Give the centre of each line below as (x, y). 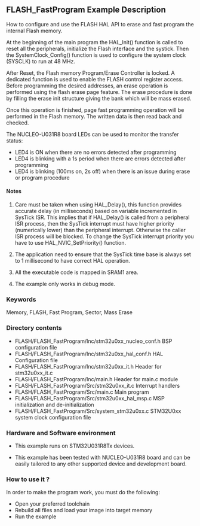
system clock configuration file (53, 417)
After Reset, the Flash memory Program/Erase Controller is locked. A (90, 73)
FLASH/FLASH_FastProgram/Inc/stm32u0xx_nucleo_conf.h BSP (93, 341)
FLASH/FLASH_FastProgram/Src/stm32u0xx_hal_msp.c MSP (90, 398)
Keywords (21, 299)
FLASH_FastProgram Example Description (86, 10)
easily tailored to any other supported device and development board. (101, 464)
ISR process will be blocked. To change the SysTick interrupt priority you (104, 236)
